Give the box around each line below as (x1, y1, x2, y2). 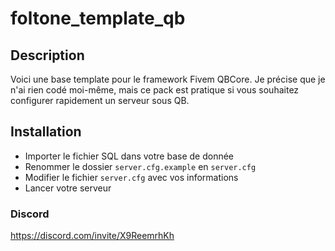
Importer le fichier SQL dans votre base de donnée (24, 150, 235, 162)
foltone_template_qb (10, 7, 186, 30)
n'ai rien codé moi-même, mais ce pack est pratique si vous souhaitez (10, 84, 300, 96)
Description (10, 47, 85, 64)
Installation (10, 123, 82, 141)
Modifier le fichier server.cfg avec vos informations (24, 171, 239, 183)
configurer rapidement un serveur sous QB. (10, 95, 190, 106)
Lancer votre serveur (24, 182, 112, 194)
